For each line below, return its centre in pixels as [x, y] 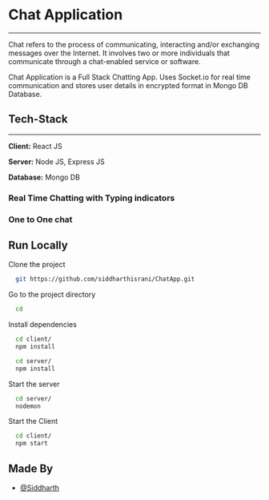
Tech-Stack [38, 119]
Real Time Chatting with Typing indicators [92, 198]
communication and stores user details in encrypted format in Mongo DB [128, 85]
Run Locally [38, 245]
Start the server [34, 384]
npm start [32, 444]
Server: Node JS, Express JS [57, 161]
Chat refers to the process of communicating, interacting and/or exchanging [134, 44]
